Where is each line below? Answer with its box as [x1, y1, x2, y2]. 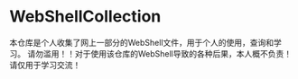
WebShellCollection [9, 6, 162, 27]
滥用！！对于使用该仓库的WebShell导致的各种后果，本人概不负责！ [42, 48, 292, 59]
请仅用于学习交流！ [9, 59, 81, 70]
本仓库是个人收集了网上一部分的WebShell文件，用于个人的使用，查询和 [9, 37, 275, 48]
